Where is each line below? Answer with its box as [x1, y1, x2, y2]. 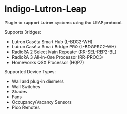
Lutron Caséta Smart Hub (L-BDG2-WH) [11, 38, 93, 45]
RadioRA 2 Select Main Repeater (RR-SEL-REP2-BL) [11, 49, 117, 55]
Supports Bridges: [4, 29, 41, 35]
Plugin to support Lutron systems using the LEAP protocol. [4, 20, 123, 25]
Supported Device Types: [4, 68, 56, 74]
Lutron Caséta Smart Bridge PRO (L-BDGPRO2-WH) [11, 44, 116, 49]
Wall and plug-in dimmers [11, 78, 64, 84]
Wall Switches [11, 83, 40, 89]
